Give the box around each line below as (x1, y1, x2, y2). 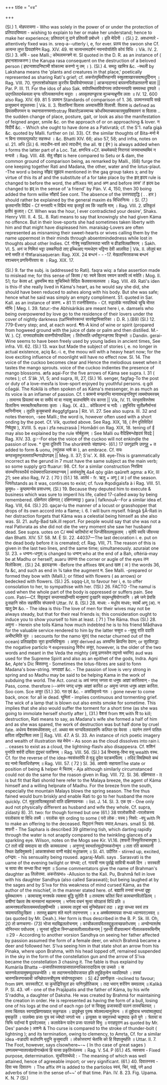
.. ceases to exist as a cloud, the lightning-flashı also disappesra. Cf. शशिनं (5, 744, 156, 749)
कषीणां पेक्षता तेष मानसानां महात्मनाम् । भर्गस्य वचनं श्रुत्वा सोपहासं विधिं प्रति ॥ (5, 899, 125, 904)
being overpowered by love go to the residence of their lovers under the (5, 311, 153, 317)
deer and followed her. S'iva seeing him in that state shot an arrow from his (5, 943, 160, 949)
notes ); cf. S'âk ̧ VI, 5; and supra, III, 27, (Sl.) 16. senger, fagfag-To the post (5, 375, 159, 381)
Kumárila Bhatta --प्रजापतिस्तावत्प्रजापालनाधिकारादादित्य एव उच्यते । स (5, 964, 125, 970)
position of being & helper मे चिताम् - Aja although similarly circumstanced (5, 766, 153, 772)
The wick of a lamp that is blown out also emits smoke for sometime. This (5, 700, 156, 706)
